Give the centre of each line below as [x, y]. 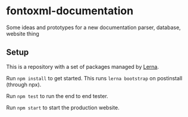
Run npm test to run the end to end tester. [57, 96]
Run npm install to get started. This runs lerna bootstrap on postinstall [94, 78]
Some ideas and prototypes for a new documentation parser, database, [94, 27]
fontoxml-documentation [70, 11]
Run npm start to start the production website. [63, 107]
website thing [23, 33]
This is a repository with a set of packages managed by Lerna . [83, 67]
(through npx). [24, 84]
